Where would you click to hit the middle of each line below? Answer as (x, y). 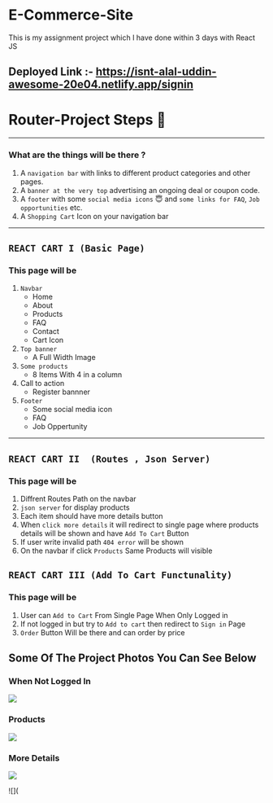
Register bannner (61, 392)
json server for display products (75, 507)
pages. (32, 182)
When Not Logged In (50, 681)
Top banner (39, 349)
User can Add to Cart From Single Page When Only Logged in (124, 615)
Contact (45, 331)
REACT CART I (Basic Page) (77, 248)
